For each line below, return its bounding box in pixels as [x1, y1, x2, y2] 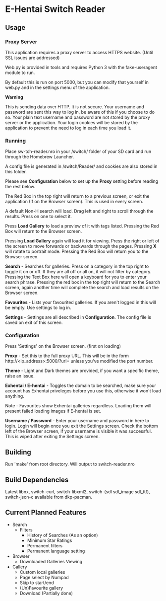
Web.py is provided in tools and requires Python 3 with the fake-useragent [5, 64, 158, 70]
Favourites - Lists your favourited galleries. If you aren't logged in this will [5, 300, 156, 305]
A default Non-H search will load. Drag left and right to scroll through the [5, 208, 154, 214]
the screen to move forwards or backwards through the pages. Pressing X [5, 243, 157, 249]
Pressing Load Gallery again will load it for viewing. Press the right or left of [5, 238, 160, 244]
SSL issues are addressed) [5, 55, 60, 61]
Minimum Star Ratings [27, 537, 72, 543]
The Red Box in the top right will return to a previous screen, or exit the [5, 193, 150, 199]
